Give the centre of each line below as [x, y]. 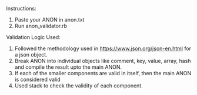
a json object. [31, 54]
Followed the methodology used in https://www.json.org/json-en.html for [103, 48]
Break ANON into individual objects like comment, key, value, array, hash [103, 61]
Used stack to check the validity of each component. [79, 86]
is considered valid [37, 79]
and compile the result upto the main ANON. [68, 67]
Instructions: [21, 8]
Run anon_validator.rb [41, 26]
